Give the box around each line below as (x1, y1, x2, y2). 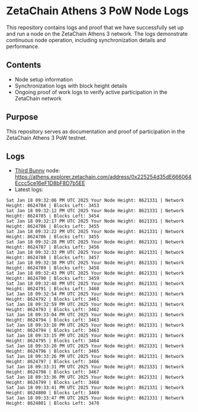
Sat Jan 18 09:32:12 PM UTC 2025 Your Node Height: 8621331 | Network (6, 208, 184, 214)
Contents (6, 60, 41, 70)
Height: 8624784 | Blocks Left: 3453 (6, 203, 100, 209)
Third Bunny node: (14, 167, 60, 174)
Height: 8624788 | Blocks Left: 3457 (6, 254, 100, 261)
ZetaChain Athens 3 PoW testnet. (6, 134, 87, 141)
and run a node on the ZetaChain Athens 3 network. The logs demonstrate (6, 30, 188, 37)
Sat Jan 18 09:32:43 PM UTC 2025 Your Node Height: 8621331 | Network (6, 271, 184, 276)
